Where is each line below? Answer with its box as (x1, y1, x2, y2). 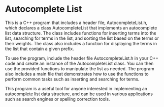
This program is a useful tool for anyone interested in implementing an (5, 85, 148, 91)
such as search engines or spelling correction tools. (5, 96, 110, 102)
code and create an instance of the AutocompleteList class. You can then (5, 60, 154, 66)
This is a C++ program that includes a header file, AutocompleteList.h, (5, 20, 148, 26)
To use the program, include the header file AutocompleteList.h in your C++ (5, 55, 159, 61)
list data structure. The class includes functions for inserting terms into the (5, 30, 157, 36)
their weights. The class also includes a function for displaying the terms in (5, 40, 157, 46)
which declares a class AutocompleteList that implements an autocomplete (5, 25, 157, 30)
